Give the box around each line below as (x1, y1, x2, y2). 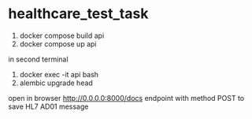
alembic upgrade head (19, 78, 93, 87)
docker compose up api (19, 39, 97, 48)
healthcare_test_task (8, 5, 149, 23)
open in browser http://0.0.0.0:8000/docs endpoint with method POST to (8, 93, 245, 102)
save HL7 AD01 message (8, 102, 89, 111)
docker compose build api (19, 31, 105, 40)
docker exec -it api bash (19, 69, 99, 79)
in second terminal (8, 54, 69, 64)
